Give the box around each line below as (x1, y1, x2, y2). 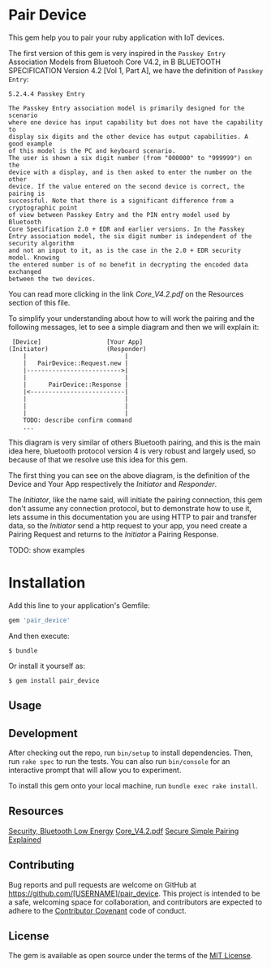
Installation (8, 574, 86, 593)
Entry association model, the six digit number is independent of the (8, 232, 252, 241)
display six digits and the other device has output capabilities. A (8, 132, 249, 141)
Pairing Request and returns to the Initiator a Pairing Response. (8, 529, 219, 539)
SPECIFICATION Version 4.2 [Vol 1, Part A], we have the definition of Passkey (8, 65, 264, 75)
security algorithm (8, 239, 75, 247)
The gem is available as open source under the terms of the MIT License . (8, 951, 253, 961)
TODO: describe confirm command (23, 416, 132, 424)
